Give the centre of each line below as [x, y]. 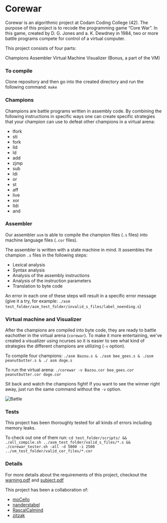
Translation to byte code [37, 286]
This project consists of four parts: [41, 48]
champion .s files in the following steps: [46, 255]
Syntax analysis [28, 270]
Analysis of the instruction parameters [52, 280]
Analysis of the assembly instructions [51, 275]
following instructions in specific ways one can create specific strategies [80, 116]
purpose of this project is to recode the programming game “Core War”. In [81, 27]
